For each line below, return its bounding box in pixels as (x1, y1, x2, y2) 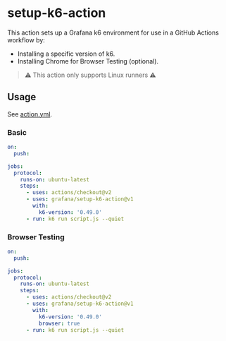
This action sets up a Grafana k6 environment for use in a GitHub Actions (7, 28, 220, 37)
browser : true (38, 320, 80, 327)
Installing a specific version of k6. (17, 49, 115, 58)
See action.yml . (7, 109, 53, 118)
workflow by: (7, 35, 46, 44)
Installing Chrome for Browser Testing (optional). (17, 56, 159, 65)
